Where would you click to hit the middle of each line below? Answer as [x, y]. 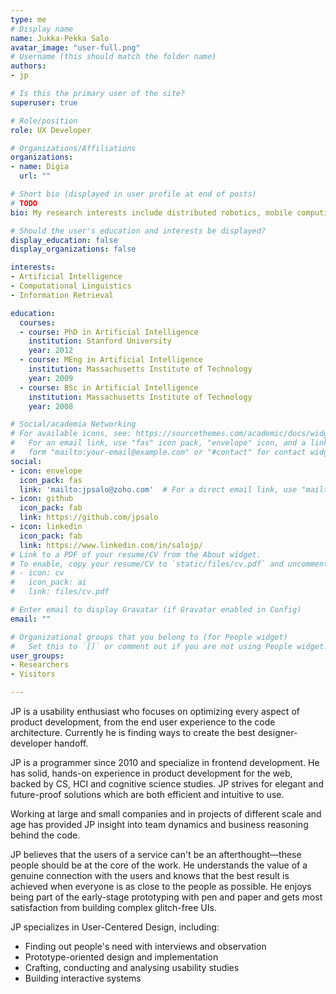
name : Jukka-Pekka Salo [60, 38]
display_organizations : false [73, 249]
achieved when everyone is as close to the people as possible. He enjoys [161, 886]
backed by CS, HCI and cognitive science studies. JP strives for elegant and [167, 784]
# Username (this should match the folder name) [113, 57]
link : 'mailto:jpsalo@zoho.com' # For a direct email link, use [158, 489]
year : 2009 [51, 378]
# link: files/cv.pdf [60, 592]
